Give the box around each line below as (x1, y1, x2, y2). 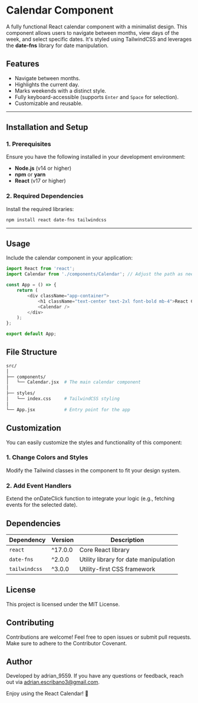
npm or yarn (14, 171, 46, 178)
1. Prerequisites (6, 140, 51, 148)
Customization (6, 423, 62, 433)
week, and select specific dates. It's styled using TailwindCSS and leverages (6, 35, 192, 42)
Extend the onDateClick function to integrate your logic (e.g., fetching (6, 495, 175, 502)
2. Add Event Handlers (6, 481, 72, 490)
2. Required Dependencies (6, 192, 84, 201)
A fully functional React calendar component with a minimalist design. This (6, 23, 187, 30)
